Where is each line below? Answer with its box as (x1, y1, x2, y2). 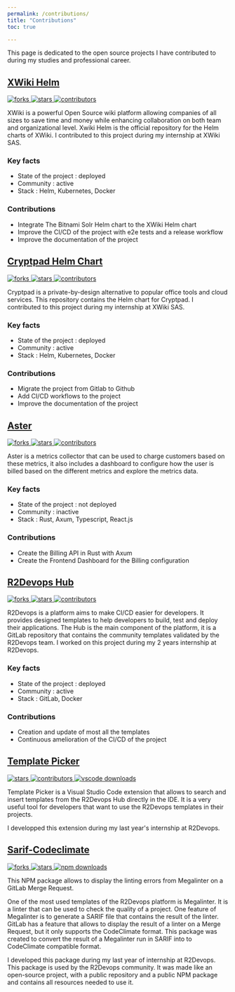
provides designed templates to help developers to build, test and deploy (7, 616, 218, 624)
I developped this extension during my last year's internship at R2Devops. (7, 824, 220, 832)
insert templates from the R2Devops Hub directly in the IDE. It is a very (7, 795, 212, 803)
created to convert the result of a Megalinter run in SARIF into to (7, 934, 192, 943)
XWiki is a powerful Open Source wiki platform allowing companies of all (7, 109, 217, 117)
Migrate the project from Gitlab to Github (17, 384, 135, 393)
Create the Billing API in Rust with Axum (17, 549, 133, 557)
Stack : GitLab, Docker (17, 694, 83, 702)
